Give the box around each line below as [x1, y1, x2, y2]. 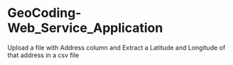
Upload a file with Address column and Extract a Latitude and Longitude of [7, 43, 226, 52]
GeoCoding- [7, 5, 82, 21]
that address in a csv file [7, 51, 80, 59]
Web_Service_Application [7, 20, 163, 36]
